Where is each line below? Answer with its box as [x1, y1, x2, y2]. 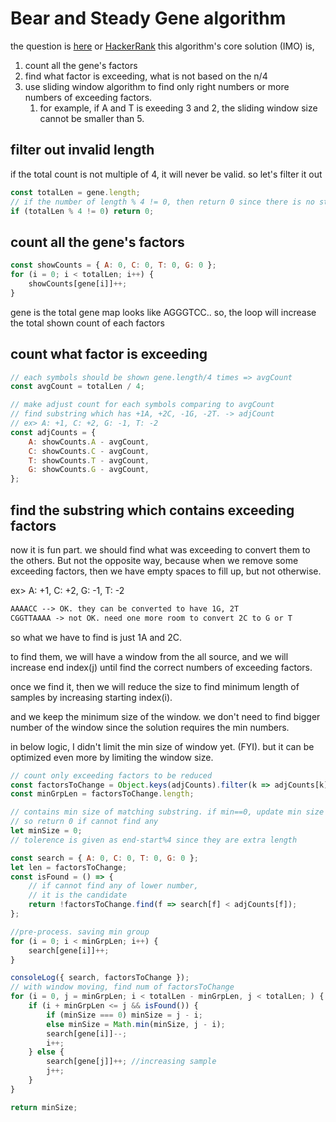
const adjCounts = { [10, 427, 97, 437]
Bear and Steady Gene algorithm [10, 7, 287, 30]
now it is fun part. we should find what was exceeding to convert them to [10, 543, 311, 556]
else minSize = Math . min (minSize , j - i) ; [46, 1019, 226, 1029]
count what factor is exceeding [10, 346, 208, 363]
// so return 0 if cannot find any [10, 817, 159, 827]
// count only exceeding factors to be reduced [10, 770, 213, 781]
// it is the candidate [28, 890, 128, 901]
